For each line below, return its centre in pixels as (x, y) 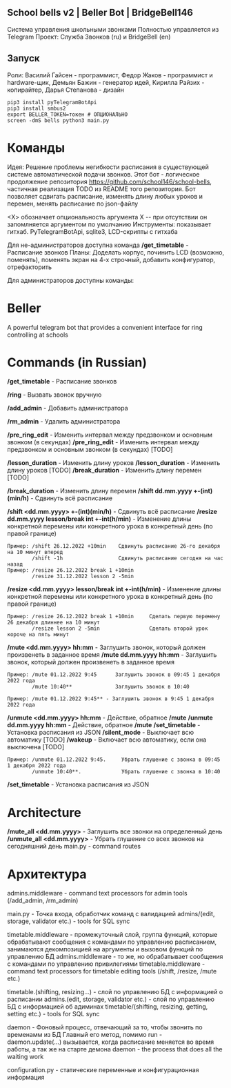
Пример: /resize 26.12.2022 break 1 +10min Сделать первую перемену (114, 617)
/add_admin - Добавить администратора (68, 408)
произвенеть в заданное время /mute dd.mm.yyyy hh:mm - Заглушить (112, 655)
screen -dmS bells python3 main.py (58, 120)
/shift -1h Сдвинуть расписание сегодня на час (128, 558)
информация (26, 1078)
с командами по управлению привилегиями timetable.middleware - (106, 964)
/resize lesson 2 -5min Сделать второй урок (120, 629)
